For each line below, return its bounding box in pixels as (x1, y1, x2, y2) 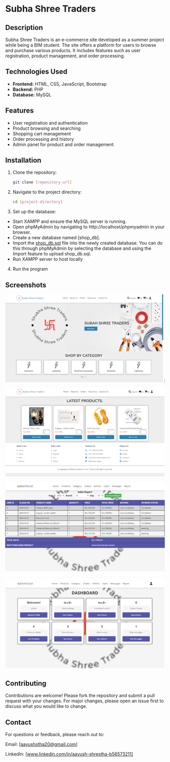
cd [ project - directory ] (12, 200, 63, 205)
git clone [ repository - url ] (12, 180, 72, 185)
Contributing (5, 679, 47, 688)
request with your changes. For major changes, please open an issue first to (5, 698, 164, 704)
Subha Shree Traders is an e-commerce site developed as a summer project (5, 36, 164, 43)
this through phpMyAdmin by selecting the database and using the (12, 245, 152, 251)
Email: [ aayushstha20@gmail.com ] (5, 741, 78, 747)
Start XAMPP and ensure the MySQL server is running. (12, 218, 127, 224)
